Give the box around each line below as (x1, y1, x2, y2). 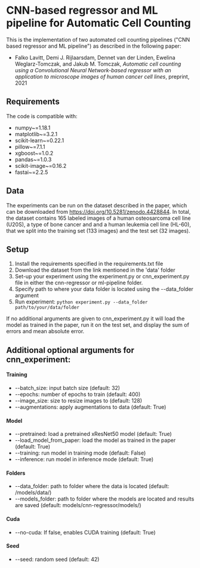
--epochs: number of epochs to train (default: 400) (14, 391, 141, 398)
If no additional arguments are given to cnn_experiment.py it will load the (6, 315, 185, 323)
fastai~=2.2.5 (14, 168, 48, 176)
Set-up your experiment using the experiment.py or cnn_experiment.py (14, 273, 190, 280)
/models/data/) (14, 489, 52, 496)
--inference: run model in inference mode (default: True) (14, 456, 154, 463)
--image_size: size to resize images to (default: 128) (14, 397, 142, 404)
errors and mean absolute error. (6, 328, 85, 335)
